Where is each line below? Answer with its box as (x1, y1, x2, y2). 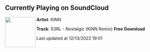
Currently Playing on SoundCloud (5, 4, 109, 12)
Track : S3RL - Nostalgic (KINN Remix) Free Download (36, 26, 145, 32)
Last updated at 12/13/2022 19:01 (36, 35, 103, 41)
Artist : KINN (36, 16, 61, 22)
